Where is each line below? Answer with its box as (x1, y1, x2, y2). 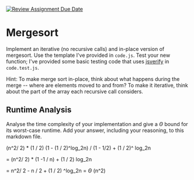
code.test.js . (6, 64, 39, 71)
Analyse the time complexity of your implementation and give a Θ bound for (6, 120, 188, 127)
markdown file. (6, 133, 42, 140)
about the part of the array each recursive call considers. (6, 88, 143, 95)
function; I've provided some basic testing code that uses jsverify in (6, 57, 169, 64)
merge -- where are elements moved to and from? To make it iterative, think (6, 81, 189, 89)
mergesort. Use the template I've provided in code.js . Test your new (6, 52, 171, 59)
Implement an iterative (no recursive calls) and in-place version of (6, 45, 165, 52)
